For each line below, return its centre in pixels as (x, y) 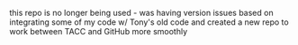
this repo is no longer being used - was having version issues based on (141, 13)
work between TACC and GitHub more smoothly (99, 31)
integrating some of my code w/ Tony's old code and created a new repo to (149, 22)
